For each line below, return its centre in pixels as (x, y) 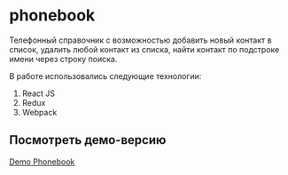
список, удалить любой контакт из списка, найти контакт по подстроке (144, 49)
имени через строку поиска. (63, 59)
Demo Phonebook (42, 162)
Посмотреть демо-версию (88, 140)
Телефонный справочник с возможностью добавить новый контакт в (140, 40)
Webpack (39, 112)
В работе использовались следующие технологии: (105, 76)
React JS (39, 93)
